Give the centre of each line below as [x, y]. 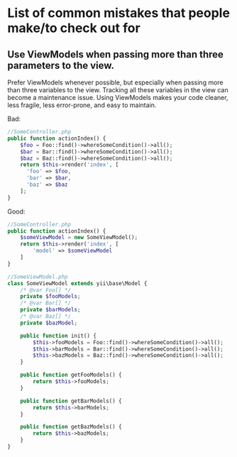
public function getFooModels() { [71, 375]
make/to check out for [74, 28]
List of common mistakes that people [119, 13]
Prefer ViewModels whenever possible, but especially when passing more [115, 82]
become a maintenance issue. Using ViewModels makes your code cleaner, [118, 98]
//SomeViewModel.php [38, 277]
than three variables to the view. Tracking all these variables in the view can [118, 90]
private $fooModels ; [50, 297]
